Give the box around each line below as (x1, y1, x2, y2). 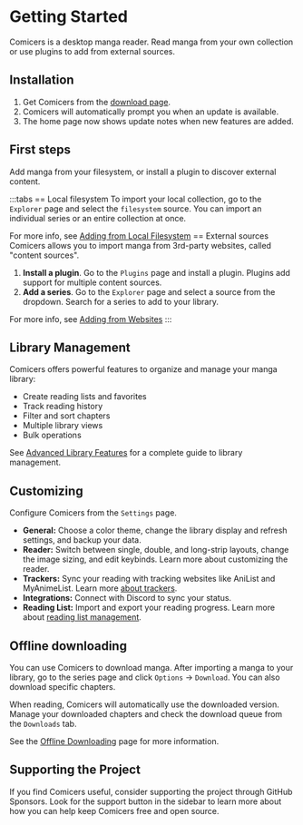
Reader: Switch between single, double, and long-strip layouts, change (22, 545, 289, 555)
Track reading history (22, 401, 103, 412)
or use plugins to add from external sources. (9, 45, 175, 56)
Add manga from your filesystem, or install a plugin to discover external (9, 166, 277, 177)
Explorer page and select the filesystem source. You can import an (9, 202, 262, 214)
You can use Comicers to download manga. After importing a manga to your (9, 663, 294, 673)
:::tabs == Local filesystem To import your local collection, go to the (9, 193, 262, 204)
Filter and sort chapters (22, 410, 111, 421)
